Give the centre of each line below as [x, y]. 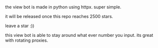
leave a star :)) [20, 26]
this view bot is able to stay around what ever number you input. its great [79, 35]
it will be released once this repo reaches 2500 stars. [59, 16]
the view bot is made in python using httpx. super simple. [63, 7]
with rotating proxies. [27, 40]
